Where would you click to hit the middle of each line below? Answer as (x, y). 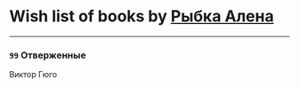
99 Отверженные (48, 55)
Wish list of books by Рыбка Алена (141, 16)
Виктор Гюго (33, 75)
